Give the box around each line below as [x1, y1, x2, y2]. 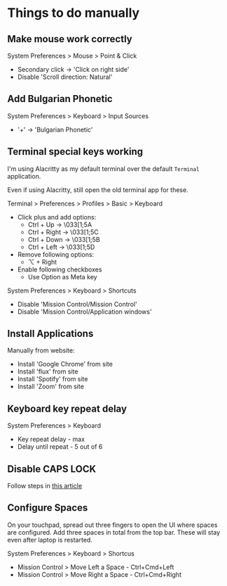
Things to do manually [7, 5, 140, 21]
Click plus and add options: [17, 212, 97, 221]
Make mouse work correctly [7, 33, 132, 45]
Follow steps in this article [7, 482, 83, 490]
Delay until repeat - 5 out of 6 [17, 442, 103, 451]
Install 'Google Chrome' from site [17, 360, 113, 369]
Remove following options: [17, 250, 95, 258]
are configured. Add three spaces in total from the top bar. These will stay [7, 528, 221, 536]
